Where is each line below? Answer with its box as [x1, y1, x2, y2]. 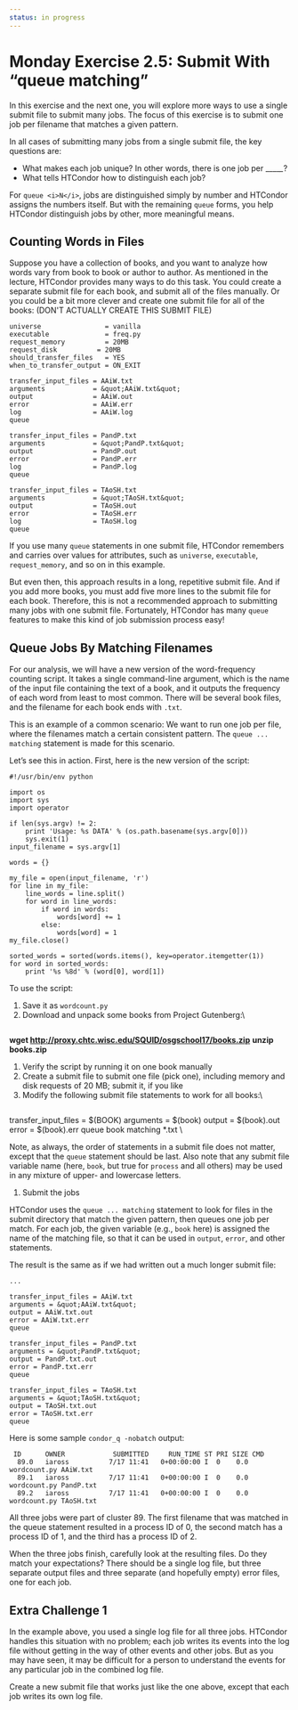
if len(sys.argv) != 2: [9, 819, 98, 828]
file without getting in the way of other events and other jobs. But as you [9, 1645, 274, 1656]
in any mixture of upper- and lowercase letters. [9, 1170, 181, 1181]
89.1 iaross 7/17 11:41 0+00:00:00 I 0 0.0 [17, 1473, 249, 1483]
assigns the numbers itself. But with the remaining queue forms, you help [9, 199, 274, 209]
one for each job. [9, 1577, 72, 1588]
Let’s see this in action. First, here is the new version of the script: [9, 755, 250, 766]
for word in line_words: [25, 897, 117, 907]
